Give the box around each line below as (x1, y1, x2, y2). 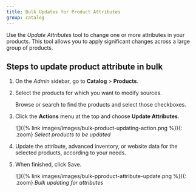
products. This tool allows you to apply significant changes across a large (6, 38, 190, 45)
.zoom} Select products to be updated (15, 131, 111, 138)
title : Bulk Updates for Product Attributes (6, 8, 121, 15)
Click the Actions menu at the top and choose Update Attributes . (15, 113, 180, 120)
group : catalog (6, 15, 45, 21)
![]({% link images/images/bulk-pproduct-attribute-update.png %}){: (15, 173, 187, 180)
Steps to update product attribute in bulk (6, 61, 163, 71)
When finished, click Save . (15, 161, 82, 168)
